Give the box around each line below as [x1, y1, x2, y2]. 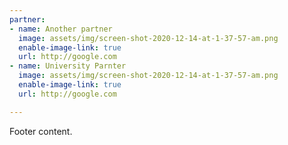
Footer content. [9, 125, 73, 137]
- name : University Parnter [9, 61, 127, 71]
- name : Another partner [9, 24, 113, 34]
